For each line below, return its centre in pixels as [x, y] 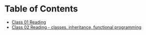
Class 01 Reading [29, 22]
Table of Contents [41, 9]
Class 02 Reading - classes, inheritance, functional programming [76, 27]
